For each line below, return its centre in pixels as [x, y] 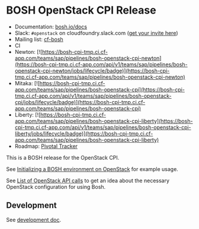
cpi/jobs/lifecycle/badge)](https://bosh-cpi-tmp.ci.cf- [80, 102]
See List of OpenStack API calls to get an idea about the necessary [88, 180]
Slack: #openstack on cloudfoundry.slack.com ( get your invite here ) [97, 33]
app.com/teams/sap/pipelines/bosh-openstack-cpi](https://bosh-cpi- [100, 89]
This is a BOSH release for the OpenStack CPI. [63, 157]
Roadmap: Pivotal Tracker [46, 146]
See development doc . [34, 220]
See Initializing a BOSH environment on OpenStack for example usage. [92, 169]
